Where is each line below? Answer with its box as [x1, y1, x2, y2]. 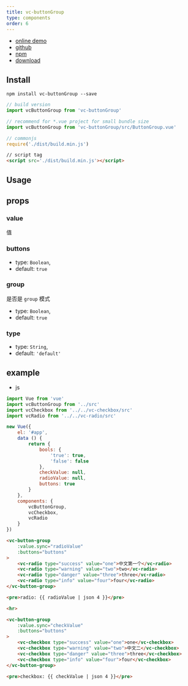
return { [28, 441, 51, 447]
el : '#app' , [17, 429, 48, 436]
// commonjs [6, 135, 37, 141]
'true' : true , [50, 452, 86, 458]
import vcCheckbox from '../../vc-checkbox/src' [6, 407, 133, 413]
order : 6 [6, 20, 29, 26]
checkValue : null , [39, 469, 86, 476]
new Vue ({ [6, 424, 32, 430]
